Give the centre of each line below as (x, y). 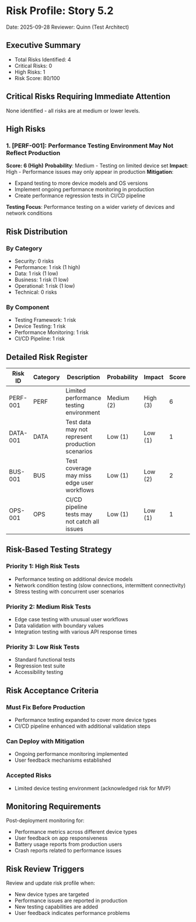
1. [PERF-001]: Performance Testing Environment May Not (90, 146)
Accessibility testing (39, 672)
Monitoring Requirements (53, 806)
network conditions (29, 213)
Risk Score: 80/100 (37, 78)
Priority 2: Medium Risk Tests (49, 607)
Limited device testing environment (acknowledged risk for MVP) (92, 788)
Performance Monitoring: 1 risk (52, 332)
